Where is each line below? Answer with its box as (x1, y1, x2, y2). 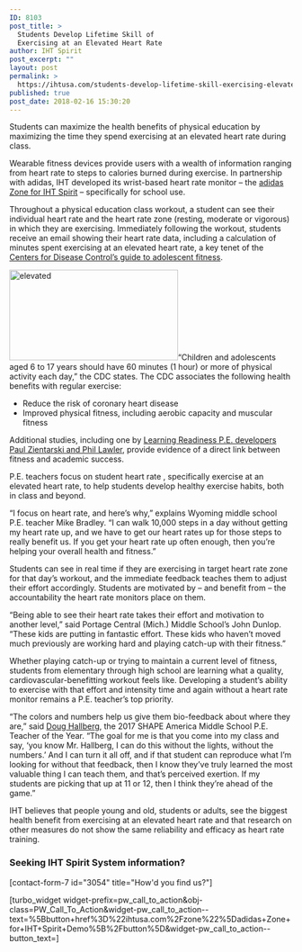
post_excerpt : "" (9, 55, 75, 64)
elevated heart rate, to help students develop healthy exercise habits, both (9, 480, 285, 491)
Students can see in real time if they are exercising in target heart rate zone (9, 563, 289, 574)
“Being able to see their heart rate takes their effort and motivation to (9, 609, 265, 621)
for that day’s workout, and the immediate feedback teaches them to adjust (9, 573, 288, 584)
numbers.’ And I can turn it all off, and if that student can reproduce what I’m (9, 750, 292, 760)
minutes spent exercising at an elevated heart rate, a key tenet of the (9, 242, 264, 253)
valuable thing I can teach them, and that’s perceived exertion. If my (9, 768, 261, 779)
